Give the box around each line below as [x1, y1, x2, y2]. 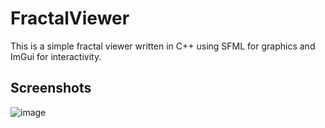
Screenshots [10, 80, 92, 97]
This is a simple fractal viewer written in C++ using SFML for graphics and [10, 40, 316, 52]
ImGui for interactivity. [10, 50, 102, 62]
